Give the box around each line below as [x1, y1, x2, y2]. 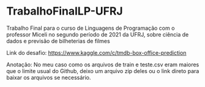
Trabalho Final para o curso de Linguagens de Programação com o [6, 24, 175, 32]
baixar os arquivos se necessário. [6, 74, 91, 81]
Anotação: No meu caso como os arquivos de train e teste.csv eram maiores [6, 61, 199, 68]
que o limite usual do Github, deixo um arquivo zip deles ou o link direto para [6, 67, 199, 74]
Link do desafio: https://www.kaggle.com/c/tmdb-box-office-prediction [6, 49, 187, 56]
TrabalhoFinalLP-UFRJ [6, 4, 124, 18]
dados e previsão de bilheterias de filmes [6, 37, 110, 44]
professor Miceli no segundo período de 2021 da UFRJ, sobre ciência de [6, 30, 189, 38]
